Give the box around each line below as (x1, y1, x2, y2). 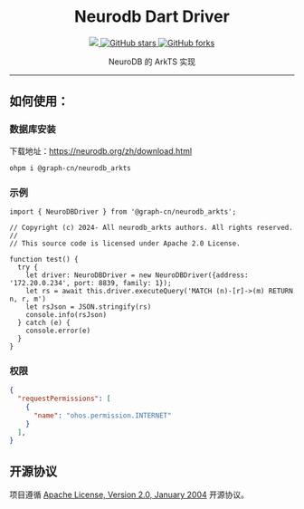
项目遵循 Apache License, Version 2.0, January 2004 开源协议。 (9, 489, 249, 500)
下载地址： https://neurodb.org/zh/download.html (9, 145, 193, 156)
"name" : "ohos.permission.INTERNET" (33, 410, 172, 420)
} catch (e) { (17, 318, 71, 327)
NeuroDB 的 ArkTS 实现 (108, 56, 196, 67)
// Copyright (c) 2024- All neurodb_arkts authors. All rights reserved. (9, 223, 294, 232)
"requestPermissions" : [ (17, 394, 111, 404)
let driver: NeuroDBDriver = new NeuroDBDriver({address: (25, 270, 249, 280)
